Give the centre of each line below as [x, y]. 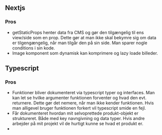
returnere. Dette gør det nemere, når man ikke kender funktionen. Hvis [83, 103]
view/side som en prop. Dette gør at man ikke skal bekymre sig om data [84, 37]
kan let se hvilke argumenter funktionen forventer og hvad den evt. [79, 98]
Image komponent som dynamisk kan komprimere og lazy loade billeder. [85, 53]
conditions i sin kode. [33, 48]
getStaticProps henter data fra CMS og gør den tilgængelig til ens [78, 32]
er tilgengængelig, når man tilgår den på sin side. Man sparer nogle [80, 43]
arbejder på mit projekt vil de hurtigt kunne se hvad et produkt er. [78, 124]
